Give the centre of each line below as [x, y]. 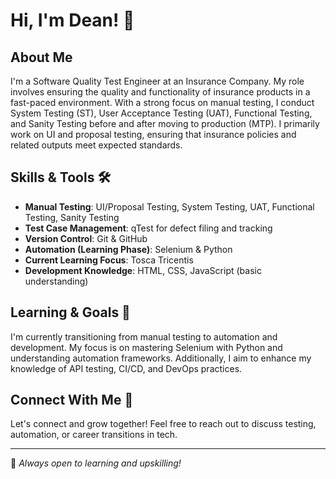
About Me [41, 57]
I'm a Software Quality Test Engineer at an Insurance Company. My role [157, 81]
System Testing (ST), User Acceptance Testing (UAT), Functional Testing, [161, 113]
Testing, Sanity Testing [72, 217]
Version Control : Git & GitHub [86, 238]
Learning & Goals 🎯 [70, 312]
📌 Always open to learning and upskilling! [96, 463]
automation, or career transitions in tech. [94, 435]
